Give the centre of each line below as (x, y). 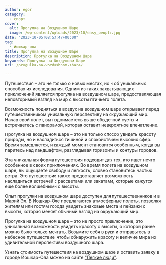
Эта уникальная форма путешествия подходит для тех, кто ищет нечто (80, 160)
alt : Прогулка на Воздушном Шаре (44, 28)
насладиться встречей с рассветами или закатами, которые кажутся (79, 181)
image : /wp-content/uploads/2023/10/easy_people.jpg (65, 33)
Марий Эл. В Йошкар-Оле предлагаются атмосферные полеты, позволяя (83, 201)
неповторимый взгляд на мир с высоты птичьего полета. (66, 99)
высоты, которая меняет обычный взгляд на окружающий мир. (72, 212)
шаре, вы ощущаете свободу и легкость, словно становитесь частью (79, 170)
